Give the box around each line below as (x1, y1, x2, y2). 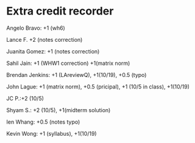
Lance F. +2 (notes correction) (6, 36, 83, 43)
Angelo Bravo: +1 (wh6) (6, 24, 65, 32)
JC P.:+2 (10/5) (6, 95, 44, 102)
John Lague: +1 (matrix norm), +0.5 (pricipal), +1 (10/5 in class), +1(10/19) (6, 83, 190, 90)
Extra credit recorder (6, 4, 114, 18)
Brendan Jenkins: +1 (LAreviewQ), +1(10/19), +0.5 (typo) (6, 71, 147, 78)
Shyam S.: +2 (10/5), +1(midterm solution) (6, 106, 111, 113)
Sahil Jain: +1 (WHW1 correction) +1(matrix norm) (6, 59, 130, 67)
